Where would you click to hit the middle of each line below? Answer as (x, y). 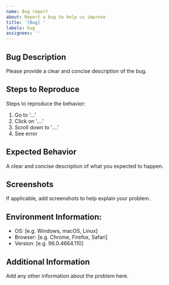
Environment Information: (54, 217)
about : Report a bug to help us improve (56, 17)
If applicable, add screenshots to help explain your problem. (78, 198)
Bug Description (36, 57)
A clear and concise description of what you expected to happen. (85, 166)
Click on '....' (29, 121)
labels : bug (20, 28)
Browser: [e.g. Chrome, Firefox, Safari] (61, 237)
